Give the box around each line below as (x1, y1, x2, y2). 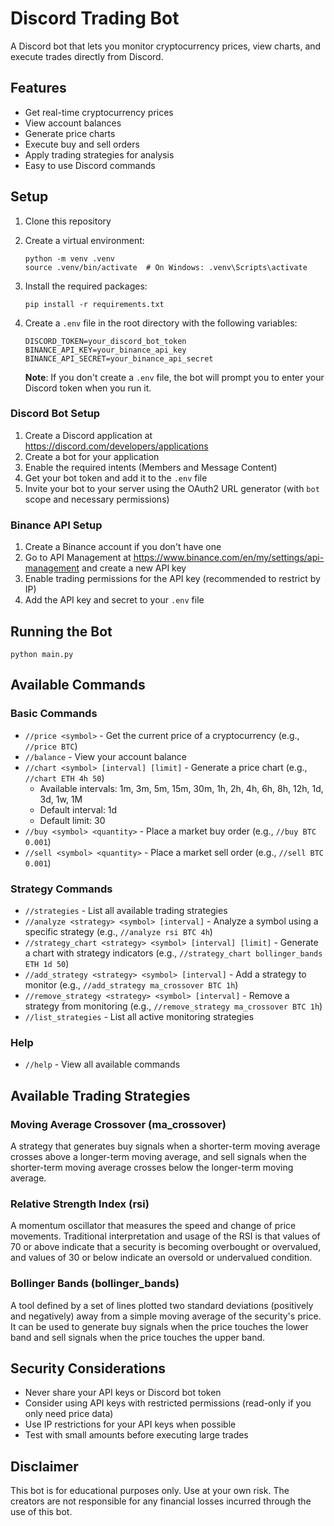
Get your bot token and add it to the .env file (24, 472, 208, 484)
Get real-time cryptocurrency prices (24, 106, 174, 118)
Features (10, 80, 67, 97)
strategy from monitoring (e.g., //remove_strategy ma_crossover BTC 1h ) (24, 1000, 323, 1012)
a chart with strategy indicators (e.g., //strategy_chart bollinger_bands (24, 947, 323, 959)
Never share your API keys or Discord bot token (24, 1387, 222, 1399)
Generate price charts (24, 127, 116, 139)
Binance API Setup (10, 518, 103, 532)
